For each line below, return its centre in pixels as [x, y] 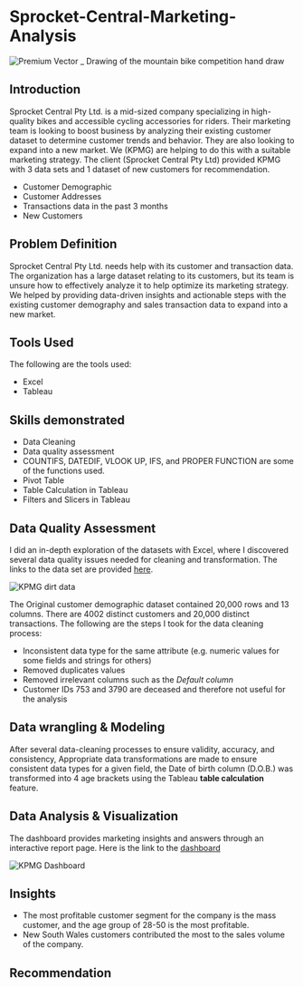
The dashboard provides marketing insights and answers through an [137, 838]
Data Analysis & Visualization [94, 816]
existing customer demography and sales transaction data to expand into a [149, 305]
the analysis [45, 699]
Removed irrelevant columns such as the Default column [128, 680]
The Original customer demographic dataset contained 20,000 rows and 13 [149, 604]
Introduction [45, 89]
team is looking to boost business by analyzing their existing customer [140, 131]
